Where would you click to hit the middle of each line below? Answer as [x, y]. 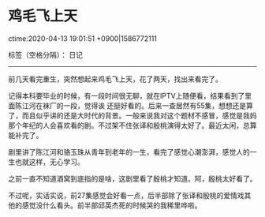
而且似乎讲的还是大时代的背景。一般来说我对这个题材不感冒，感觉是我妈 [139, 115]
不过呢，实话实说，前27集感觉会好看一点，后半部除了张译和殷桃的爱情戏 [126, 195]
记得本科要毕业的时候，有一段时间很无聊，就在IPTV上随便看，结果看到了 [127, 95]
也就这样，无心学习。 [49, 162]
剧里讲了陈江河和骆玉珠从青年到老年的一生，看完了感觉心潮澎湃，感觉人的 [129, 152]
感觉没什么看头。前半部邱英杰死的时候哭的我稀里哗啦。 [112, 205]
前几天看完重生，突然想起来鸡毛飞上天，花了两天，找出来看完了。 [115, 79]
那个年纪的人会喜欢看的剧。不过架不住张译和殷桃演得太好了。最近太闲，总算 [132, 125]
